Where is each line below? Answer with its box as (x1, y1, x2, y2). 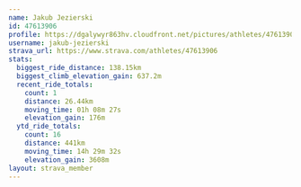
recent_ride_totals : (16, 80, 93, 89)
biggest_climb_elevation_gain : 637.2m (16, 72, 163, 81)
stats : (8, 55, 33, 64)
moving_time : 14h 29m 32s (24, 147, 122, 156)
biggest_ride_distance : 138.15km (16, 64, 142, 73)
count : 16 (24, 130, 62, 139)
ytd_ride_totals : (16, 122, 82, 131)
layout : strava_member (8, 164, 93, 173)
